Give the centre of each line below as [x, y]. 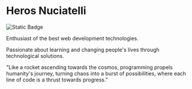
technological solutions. [35, 56]
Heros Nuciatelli [46, 11]
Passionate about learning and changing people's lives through [83, 49]
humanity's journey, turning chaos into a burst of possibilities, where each [96, 73]
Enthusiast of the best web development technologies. [72, 38]
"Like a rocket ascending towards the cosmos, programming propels [90, 67]
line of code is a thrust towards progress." [57, 80]
